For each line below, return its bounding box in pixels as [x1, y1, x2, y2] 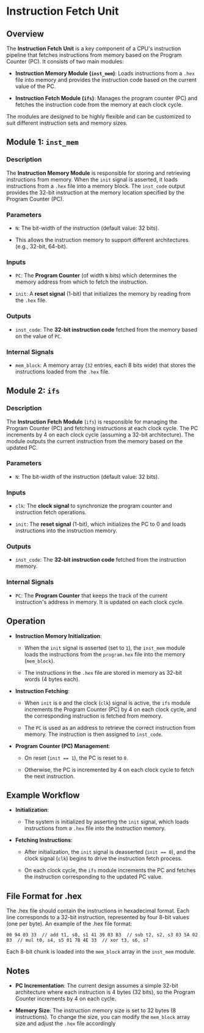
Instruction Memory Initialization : [15, 632, 102, 639]
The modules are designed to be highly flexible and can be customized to [6, 113, 191, 120]
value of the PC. [15, 83, 56, 90]
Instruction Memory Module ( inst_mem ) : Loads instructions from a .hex [15, 70, 195, 77]
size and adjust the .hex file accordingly [15, 1020, 116, 1027]
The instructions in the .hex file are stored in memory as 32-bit [24, 669, 182, 676]
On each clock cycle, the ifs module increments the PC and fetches [24, 867, 196, 874]
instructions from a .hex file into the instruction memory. [24, 825, 166, 832]
